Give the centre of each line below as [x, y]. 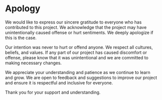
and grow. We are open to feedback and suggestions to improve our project [81, 77]
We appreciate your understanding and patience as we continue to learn [78, 72]
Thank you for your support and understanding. [53, 92]
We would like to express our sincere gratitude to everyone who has [73, 22]
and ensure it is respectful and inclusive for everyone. [59, 83]
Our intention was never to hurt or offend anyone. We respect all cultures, [79, 47]
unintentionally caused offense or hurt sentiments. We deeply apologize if [79, 32]
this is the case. [21, 38]
